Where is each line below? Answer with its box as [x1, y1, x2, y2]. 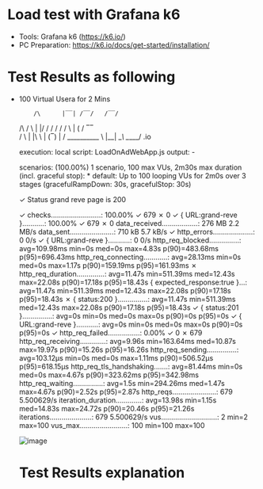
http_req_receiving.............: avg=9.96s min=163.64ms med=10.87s [18, 336, 237, 346]
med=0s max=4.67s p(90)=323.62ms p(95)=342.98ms [18, 370, 200, 380]
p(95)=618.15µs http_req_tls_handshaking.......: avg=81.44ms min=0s [18, 361, 243, 371]
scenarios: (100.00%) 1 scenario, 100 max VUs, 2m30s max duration [18, 162, 242, 172]
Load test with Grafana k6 [7, 6, 181, 24]
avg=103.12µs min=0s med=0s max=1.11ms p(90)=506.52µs [18, 353, 214, 362]
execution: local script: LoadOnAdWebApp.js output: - [18, 147, 196, 156]
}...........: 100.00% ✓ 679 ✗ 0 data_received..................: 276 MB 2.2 [18, 218, 239, 227]
